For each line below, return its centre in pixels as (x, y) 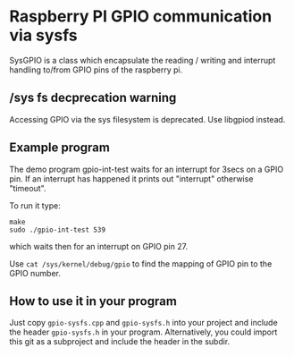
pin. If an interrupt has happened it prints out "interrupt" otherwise (131, 178)
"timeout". (28, 188)
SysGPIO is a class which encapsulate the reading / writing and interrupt (143, 60)
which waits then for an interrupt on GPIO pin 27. (99, 246)
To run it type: (35, 205)
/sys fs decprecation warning (93, 98)
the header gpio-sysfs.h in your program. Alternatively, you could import (143, 332)
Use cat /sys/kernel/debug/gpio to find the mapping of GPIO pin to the (141, 263)
